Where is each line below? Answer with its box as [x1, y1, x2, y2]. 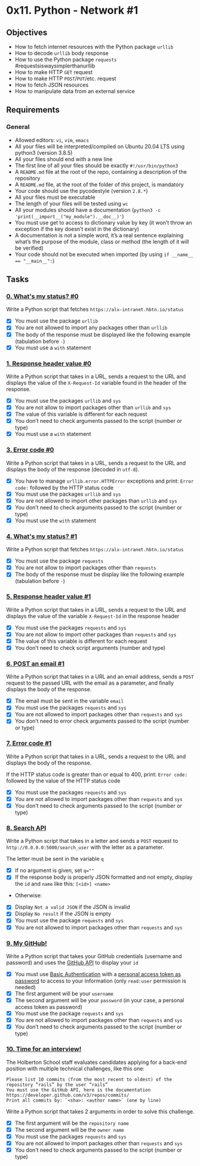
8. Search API [6, 824, 47, 832]
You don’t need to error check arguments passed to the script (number [14, 717, 189, 725]
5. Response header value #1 [6, 593, 91, 601]
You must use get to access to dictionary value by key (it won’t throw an [14, 219, 192, 226]
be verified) [14, 244, 44, 251]
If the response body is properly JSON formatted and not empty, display [14, 873, 193, 881]
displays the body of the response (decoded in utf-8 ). [6, 465, 140, 472]
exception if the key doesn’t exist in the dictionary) [14, 225, 139, 232]
